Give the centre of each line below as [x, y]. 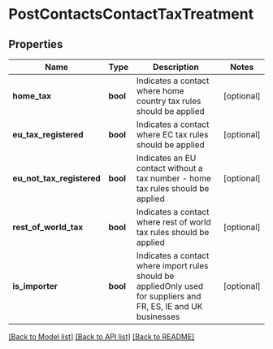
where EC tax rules [173, 135]
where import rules [173, 266]
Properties [36, 44]
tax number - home [174, 178]
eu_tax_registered [48, 135]
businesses [158, 316]
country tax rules [169, 101]
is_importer [35, 286]
